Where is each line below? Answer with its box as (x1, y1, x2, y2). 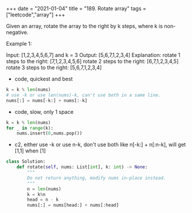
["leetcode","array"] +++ (6, 11, 66, 18)
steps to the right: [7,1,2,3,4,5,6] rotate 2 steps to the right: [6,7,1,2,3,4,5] (6, 58, 179, 65)
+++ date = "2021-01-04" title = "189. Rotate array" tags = (6, 5, 146, 12)
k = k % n (27, 191, 46, 197)
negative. (6, 29, 29, 36)
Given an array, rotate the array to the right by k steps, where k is (6, 23, 163, 29)
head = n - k (27, 197, 59, 203)
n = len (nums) (27, 186, 61, 192)
